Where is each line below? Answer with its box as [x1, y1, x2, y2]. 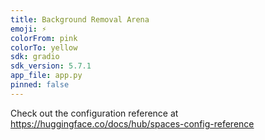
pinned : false [10, 80, 70, 90]
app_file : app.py [10, 71, 83, 81]
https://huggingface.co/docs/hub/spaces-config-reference [10, 117, 255, 130]
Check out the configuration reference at [10, 107, 179, 119]
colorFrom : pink [10, 33, 78, 43]
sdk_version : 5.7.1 [10, 61, 92, 71]
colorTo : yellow [10, 42, 78, 53]
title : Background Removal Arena [10, 14, 150, 25]
